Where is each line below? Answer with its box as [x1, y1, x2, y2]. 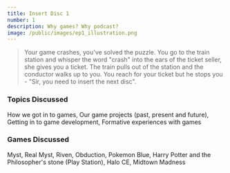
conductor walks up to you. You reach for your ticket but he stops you [23, 70, 223, 79]
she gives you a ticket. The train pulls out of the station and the [23, 63, 204, 71]
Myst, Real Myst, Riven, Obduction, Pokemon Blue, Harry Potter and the [7, 150, 211, 159]
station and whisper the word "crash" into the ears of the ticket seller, [23, 56, 222, 64]
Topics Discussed [7, 94, 68, 104]
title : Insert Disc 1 [7, 10, 70, 17]
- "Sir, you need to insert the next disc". [23, 77, 137, 86]
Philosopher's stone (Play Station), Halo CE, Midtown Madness [7, 158, 186, 166]
